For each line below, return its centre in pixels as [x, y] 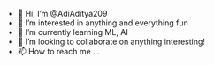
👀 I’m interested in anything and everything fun [103, 23]
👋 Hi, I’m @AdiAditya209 [62, 14]
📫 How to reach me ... [58, 51]
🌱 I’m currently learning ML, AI [73, 32]
